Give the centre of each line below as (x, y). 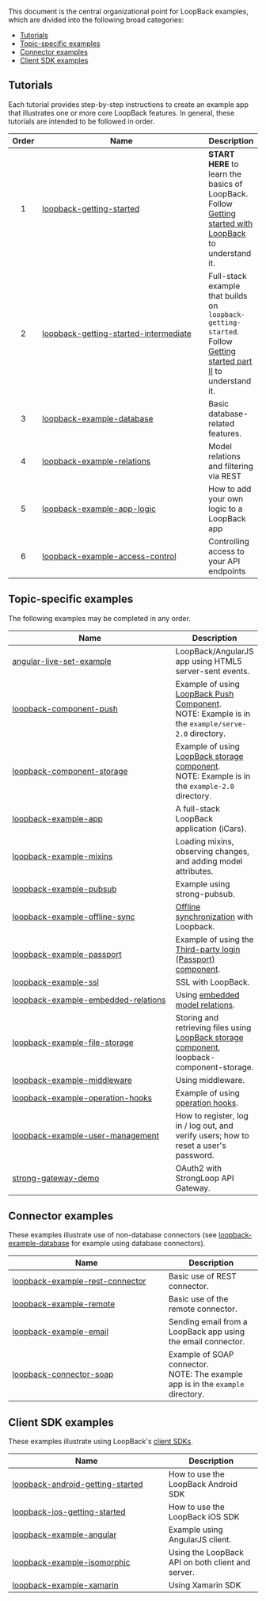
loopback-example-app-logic (99, 509)
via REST (225, 476)
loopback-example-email (61, 1332)
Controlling (229, 541)
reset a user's (201, 1145)
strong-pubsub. (205, 894)
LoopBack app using (207, 1332)
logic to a (226, 509)
